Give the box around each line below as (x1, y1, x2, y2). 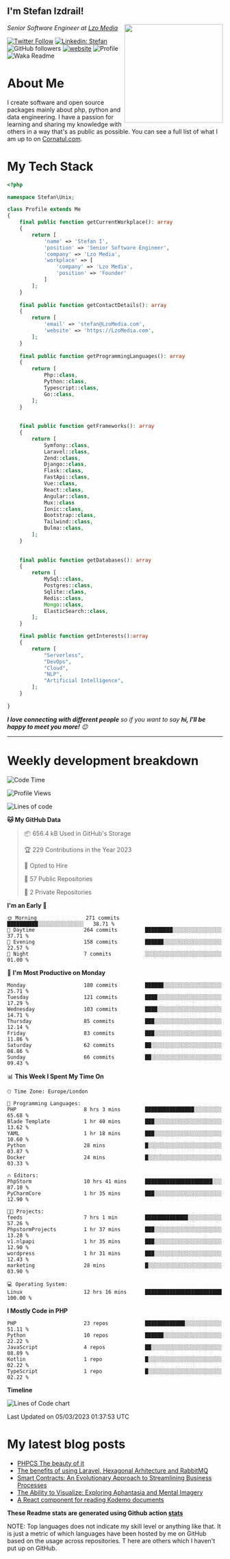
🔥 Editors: (7, 1172, 39, 1179)
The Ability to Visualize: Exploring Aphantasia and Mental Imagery (16, 1488, 203, 1497)
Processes (16, 1481, 47, 1489)
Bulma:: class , (43, 524, 84, 532)
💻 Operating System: (7, 1281, 68, 1288)
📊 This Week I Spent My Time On (7, 1072, 104, 1080)
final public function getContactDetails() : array (19, 302, 167, 309)
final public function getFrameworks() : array (19, 423, 155, 430)
